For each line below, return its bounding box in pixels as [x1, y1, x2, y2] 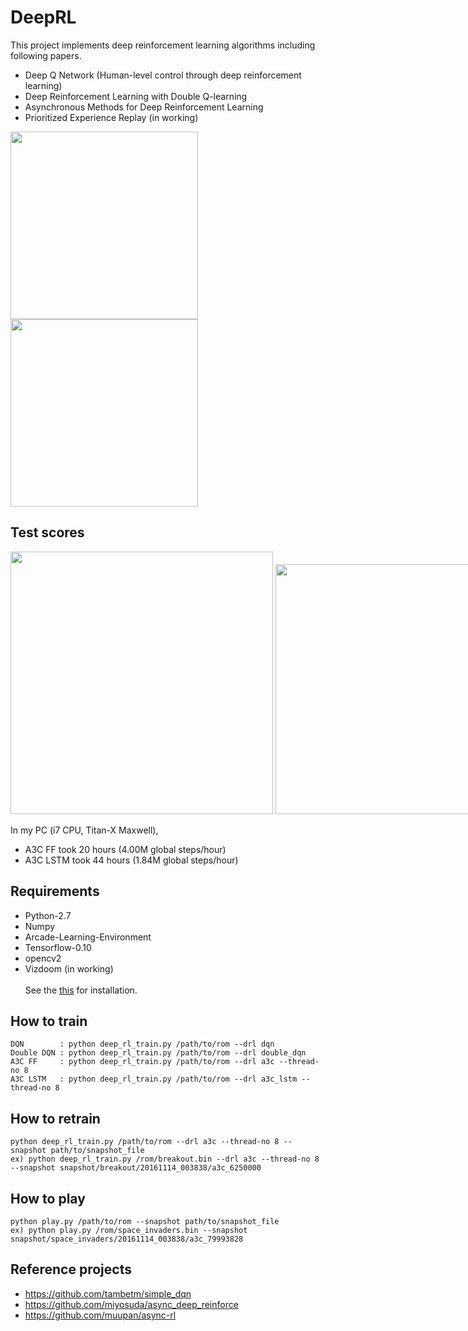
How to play [10, 1190, 86, 1207]
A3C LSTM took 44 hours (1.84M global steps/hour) [24, 854, 239, 866]
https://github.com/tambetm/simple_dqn [24, 1287, 192, 1300]
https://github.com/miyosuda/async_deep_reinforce [24, 1298, 239, 1310]
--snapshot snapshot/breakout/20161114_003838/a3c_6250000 [10, 1163, 262, 1173]
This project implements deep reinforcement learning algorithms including [10, 39, 316, 51]
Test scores [10, 524, 85, 541]
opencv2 [24, 952, 62, 964]
